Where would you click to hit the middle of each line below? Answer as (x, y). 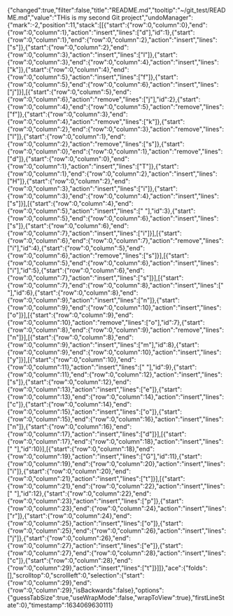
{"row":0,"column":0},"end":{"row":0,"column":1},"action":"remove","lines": (115, 151)
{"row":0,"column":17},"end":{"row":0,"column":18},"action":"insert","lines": (115, 441)
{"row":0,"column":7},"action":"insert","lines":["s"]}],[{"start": (96, 278)
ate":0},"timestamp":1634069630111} (60, 605)
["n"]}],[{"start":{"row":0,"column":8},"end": (71, 337)
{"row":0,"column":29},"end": (50, 583)
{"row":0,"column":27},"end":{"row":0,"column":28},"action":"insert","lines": (116, 553)
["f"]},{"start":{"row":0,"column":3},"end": (68, 114)
